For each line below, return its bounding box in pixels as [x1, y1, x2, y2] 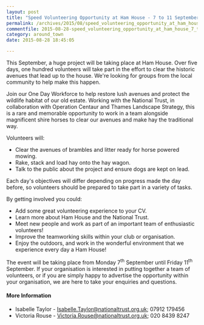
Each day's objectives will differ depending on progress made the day [6, 177, 181, 184]
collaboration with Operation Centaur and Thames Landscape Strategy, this [6, 103, 195, 110]
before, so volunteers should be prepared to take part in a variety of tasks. [6, 183, 192, 191]
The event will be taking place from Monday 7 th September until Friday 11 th [6, 258, 193, 266]
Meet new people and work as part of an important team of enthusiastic [15, 220, 195, 227]
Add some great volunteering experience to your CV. [15, 207, 147, 214]
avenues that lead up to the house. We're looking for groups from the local [6, 72, 192, 79]
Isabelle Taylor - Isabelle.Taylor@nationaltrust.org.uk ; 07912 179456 [15, 305, 185, 313]
